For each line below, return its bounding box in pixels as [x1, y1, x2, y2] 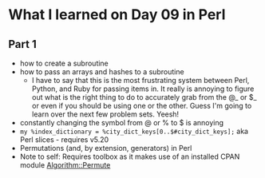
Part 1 [8, 38, 38, 51]
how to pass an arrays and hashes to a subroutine [19, 67, 185, 77]
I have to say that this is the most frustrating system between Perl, [31, 76, 250, 85]
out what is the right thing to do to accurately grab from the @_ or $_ [31, 93, 257, 101]
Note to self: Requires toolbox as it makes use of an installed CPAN [19, 152, 240, 161]
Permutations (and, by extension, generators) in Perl [19, 144, 192, 152]
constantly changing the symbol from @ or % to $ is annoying [19, 118, 224, 127]
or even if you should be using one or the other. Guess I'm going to [31, 101, 252, 110]
